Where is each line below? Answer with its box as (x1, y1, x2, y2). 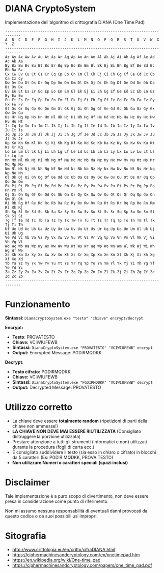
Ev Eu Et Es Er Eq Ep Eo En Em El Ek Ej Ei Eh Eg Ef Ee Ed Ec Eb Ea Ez (5, 89, 155, 94)
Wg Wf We (5, 248, 23, 253)
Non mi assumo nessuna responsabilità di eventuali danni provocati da (5, 508, 148, 514)
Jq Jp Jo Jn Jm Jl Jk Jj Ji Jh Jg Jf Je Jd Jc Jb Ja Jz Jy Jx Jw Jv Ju (5, 132, 155, 137)
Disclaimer (5, 477, 50, 488)
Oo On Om (5, 179, 23, 184)
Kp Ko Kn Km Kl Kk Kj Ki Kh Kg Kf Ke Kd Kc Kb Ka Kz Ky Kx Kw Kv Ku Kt (5, 141, 155, 145)
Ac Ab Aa (5, 58, 23, 64)
